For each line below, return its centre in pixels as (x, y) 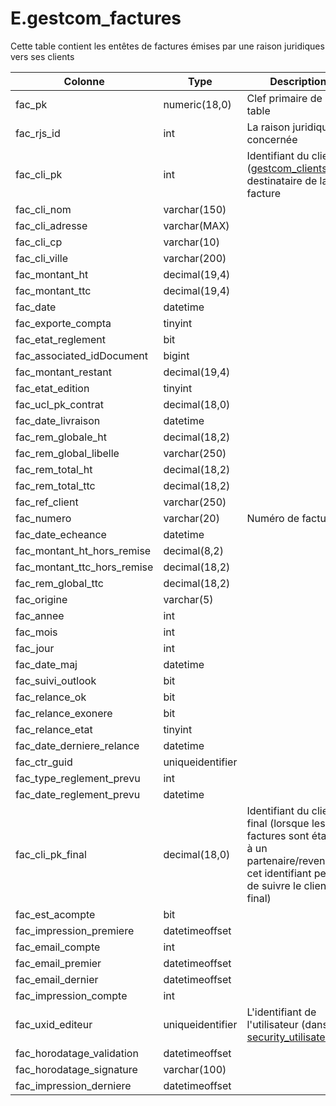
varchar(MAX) (196, 225)
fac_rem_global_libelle (67, 453)
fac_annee (40, 615)
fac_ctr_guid (44, 762)
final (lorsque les (286, 823)
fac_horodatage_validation (77, 1053)
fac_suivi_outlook (56, 680)
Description (298, 81)
